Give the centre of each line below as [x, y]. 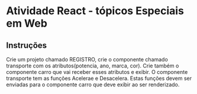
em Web [27, 23]
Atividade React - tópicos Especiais [95, 11]
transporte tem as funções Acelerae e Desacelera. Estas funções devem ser [99, 78]
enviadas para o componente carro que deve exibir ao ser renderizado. [93, 85]
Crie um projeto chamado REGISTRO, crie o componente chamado [87, 59]
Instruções [27, 45]
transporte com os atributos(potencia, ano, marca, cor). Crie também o [93, 66]
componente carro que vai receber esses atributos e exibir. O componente [97, 72]
